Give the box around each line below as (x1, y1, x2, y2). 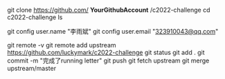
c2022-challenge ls (7, 13, 63, 21)
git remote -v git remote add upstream (7, 41, 116, 49)
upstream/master (7, 65, 57, 72)
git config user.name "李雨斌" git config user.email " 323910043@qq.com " (7, 27, 219, 35)
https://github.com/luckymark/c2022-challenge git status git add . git (7, 48, 205, 56)
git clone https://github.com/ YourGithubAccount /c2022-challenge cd (7, 6, 210, 14)
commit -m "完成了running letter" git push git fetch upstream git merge (7, 56, 210, 65)
